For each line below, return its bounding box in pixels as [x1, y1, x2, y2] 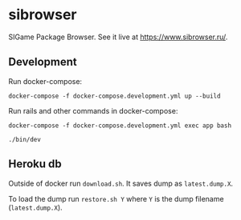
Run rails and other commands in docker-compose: [8, 106, 178, 115]
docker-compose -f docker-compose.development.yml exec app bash [8, 122, 231, 130]
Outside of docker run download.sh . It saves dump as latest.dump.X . [8, 178, 234, 188]
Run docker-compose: [8, 76, 83, 86]
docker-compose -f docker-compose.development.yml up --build [8, 92, 221, 100]
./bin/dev [8, 135, 42, 143]
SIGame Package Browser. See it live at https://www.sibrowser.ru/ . [8, 32, 228, 42]
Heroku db [8, 158, 62, 171]
